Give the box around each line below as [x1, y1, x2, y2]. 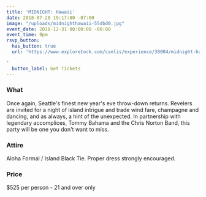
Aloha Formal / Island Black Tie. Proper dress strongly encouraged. [6, 155, 176, 162]
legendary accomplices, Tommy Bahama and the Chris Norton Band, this [6, 119, 190, 126]
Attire [6, 141, 24, 149]
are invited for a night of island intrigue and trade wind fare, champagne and [6, 106, 199, 113]
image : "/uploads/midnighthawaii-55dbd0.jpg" [6, 20, 124, 26]
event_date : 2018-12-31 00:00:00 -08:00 [6, 26, 112, 32]
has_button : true [12, 43, 56, 50]
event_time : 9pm [6, 32, 48, 38]
